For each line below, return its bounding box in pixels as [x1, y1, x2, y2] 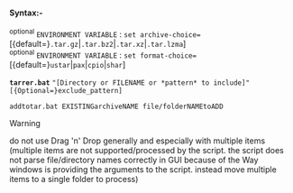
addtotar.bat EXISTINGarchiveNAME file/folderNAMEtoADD [9, 102, 224, 111]
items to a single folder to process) [9, 173, 139, 184]
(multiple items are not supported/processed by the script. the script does [9, 144, 284, 155]
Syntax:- [9, 7, 43, 18]
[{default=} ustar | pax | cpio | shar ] [9, 59, 126, 69]
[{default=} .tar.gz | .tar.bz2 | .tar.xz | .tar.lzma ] [9, 38, 187, 49]
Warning [9, 117, 41, 128]
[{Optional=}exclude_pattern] [9, 86, 124, 95]
